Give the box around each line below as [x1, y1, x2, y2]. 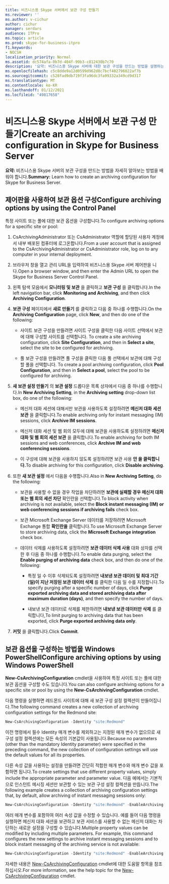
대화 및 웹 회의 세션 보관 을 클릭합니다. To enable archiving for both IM [20, 434, 159, 441]
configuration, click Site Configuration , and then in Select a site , [20, 339, 155, 345]
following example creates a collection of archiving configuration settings [5, 787, 158, 793]
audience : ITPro [5, 31, 39, 36]
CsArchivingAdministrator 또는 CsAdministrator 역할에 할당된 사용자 [12, 234, 151, 240]
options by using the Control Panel [5, 204, 116, 212]
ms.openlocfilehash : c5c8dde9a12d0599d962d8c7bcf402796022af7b [5, 69, 141, 74]
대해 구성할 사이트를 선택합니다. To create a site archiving [25, 334, 141, 340]
